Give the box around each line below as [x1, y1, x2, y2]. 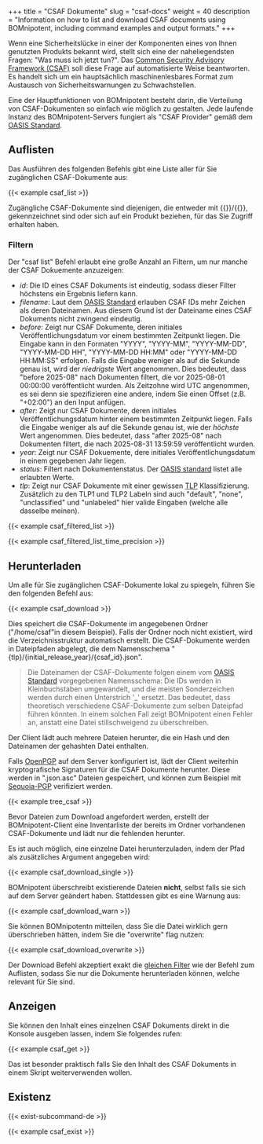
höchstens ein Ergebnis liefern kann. [19, 289, 138, 299]
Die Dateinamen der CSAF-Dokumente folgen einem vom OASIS [27, 667, 235, 676]
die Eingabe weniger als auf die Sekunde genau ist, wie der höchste [19, 423, 239, 432]
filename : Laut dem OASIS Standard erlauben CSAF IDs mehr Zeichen [19, 298, 246, 307]
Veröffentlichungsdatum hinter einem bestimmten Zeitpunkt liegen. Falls [19, 414, 253, 423]
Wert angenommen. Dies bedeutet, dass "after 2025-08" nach [19, 431, 222, 441]
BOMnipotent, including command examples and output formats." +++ [8, 24, 236, 32]
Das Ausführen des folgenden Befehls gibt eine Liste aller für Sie [8, 164, 217, 174]
